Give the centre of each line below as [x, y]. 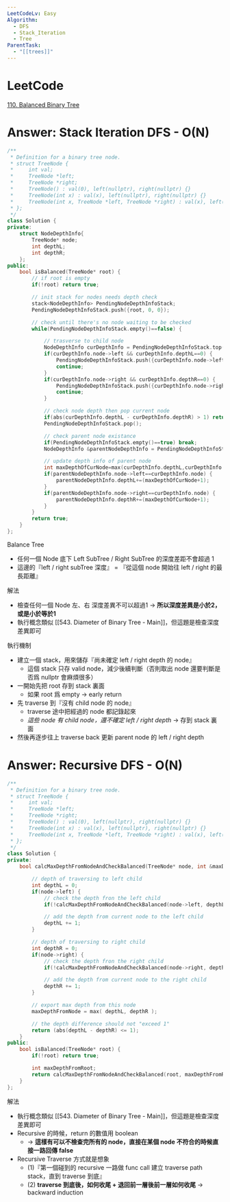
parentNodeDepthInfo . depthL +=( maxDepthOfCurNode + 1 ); [133, 481]
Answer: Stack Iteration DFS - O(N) [108, 132]
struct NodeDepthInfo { [52, 234]
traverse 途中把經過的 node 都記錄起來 [81, 711]
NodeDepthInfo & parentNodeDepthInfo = [99, 449]
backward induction [55, 1192]
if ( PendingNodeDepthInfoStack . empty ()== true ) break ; [120, 442]
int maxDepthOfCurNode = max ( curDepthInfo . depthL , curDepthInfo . [134, 467]
